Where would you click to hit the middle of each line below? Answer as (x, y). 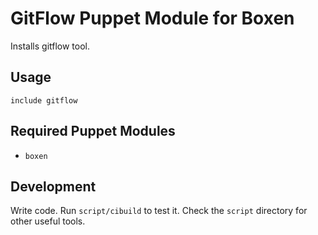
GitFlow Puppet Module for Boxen (152, 18)
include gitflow (44, 100)
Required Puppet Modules (93, 131)
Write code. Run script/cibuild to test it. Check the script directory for (159, 211)
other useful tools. (48, 221)
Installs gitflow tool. (50, 46)
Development (53, 186)
